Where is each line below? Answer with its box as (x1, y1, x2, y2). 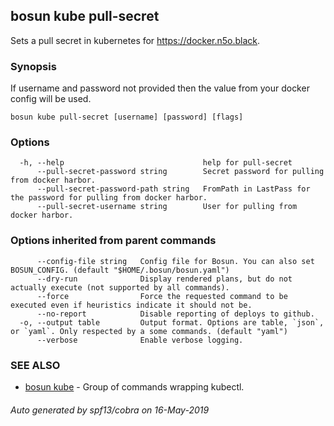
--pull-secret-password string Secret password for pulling (36, 167, 325, 177)
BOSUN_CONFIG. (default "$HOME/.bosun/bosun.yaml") (10, 265, 230, 275)
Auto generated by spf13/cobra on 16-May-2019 (10, 404, 210, 416)
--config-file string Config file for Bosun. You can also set (36, 256, 315, 266)
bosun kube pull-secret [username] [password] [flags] (10, 112, 244, 123)
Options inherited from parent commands (10, 234, 217, 248)
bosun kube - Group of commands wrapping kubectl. (24, 381, 245, 393)
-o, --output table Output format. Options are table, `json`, (19, 317, 325, 328)
